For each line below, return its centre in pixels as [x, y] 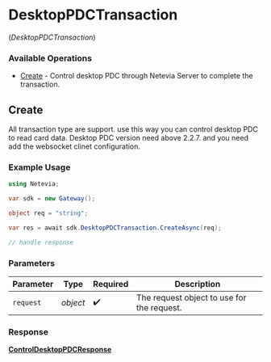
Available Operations [50, 58]
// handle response [41, 242]
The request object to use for [191, 298]
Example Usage [40, 167]
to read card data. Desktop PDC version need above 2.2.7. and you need [128, 138]
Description [198, 284]
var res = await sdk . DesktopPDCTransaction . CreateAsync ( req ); [115, 228]
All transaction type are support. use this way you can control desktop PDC [133, 129]
